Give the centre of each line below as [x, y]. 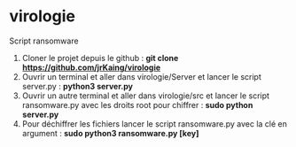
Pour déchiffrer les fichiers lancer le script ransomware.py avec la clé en [155, 124]
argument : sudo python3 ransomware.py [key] [110, 133]
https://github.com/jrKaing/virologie [91, 67]
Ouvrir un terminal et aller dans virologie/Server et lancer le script [141, 76]
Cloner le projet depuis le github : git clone [100, 58]
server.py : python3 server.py [77, 86]
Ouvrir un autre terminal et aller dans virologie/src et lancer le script [146, 96]
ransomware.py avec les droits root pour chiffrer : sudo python [137, 104]
